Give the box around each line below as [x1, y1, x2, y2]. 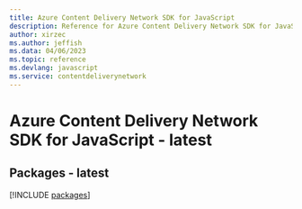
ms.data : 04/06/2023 [9, 47, 87, 56]
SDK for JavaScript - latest [9, 130, 213, 150]
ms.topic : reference [9, 55, 87, 64]
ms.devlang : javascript [9, 64, 99, 73]
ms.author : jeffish [9, 38, 83, 48]
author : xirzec [9, 30, 67, 39]
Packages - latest [9, 166, 110, 181]
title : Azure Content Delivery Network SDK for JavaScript [9, 13, 235, 23]
